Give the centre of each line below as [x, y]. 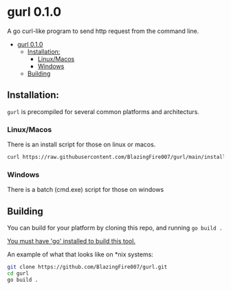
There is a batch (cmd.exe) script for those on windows [86, 190]
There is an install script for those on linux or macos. [81, 144]
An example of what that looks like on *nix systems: [80, 254]
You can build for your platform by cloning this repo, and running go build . [115, 228]
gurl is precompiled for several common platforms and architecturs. [103, 111]
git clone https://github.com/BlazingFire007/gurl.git [87, 267]
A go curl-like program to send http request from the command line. [103, 31]
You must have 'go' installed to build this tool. [71, 241]
